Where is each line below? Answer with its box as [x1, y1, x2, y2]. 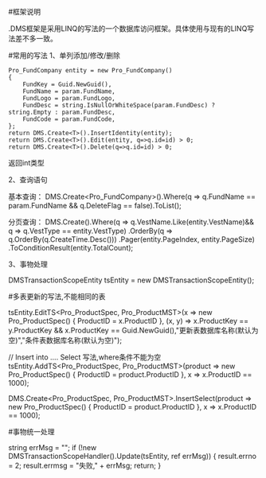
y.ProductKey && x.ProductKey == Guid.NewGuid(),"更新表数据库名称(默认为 [8, 325, 259, 335]
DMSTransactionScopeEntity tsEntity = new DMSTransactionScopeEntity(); [8, 275, 255, 285]
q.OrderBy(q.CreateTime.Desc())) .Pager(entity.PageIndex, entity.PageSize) [8, 235, 255, 244]
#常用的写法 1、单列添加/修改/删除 [8, 51, 121, 60]
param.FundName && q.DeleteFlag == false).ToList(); [8, 201, 182, 210]
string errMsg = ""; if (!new [8, 443, 97, 452]
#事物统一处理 [8, 427, 55, 436]
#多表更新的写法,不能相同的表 [8, 292, 106, 301]
